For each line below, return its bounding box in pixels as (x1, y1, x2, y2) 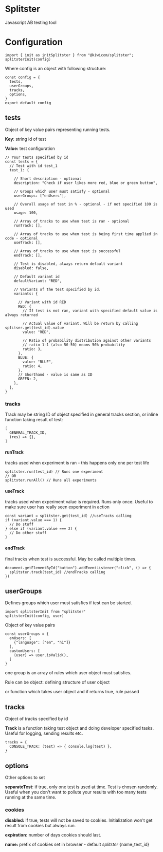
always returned (5, 313, 38, 317)
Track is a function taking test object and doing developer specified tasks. (5, 725, 154, 731)
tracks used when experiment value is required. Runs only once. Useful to (5, 499, 153, 505)
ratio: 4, (22, 364, 42, 369)
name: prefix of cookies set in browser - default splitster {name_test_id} (5, 841, 149, 848)
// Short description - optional (14, 176, 82, 181)
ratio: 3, (22, 347, 42, 352)
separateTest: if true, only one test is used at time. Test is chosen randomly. (5, 784, 158, 790)
